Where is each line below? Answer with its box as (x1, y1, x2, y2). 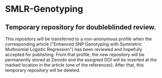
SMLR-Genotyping (5, 3, 83, 15)
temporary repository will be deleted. (5, 67, 81, 73)
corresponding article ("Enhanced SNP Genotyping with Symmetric (5, 41, 142, 47)
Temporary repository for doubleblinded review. (5, 23, 157, 31)
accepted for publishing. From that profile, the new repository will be (5, 52, 145, 57)
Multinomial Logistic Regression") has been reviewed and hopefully (5, 47, 142, 52)
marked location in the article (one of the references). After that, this (5, 62, 144, 68)
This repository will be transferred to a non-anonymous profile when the (5, 36, 152, 42)
